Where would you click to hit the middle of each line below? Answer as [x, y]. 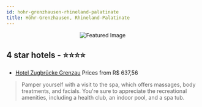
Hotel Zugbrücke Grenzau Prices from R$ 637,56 [77, 73]
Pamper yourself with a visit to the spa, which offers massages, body [108, 85]
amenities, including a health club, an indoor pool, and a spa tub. [103, 98]
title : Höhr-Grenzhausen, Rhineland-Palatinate [68, 18]
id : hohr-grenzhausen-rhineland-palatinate [63, 12]
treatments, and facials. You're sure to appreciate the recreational [104, 91]
